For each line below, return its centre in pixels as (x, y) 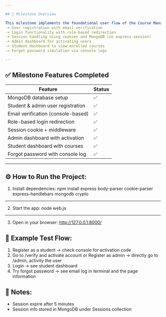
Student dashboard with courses (45, 146)
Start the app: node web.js (39, 208)
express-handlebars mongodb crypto (50, 194)
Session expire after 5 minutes (43, 304)
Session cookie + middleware (42, 129)
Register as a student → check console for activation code (72, 250)
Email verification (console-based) (48, 114)
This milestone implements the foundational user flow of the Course (78, 23)
